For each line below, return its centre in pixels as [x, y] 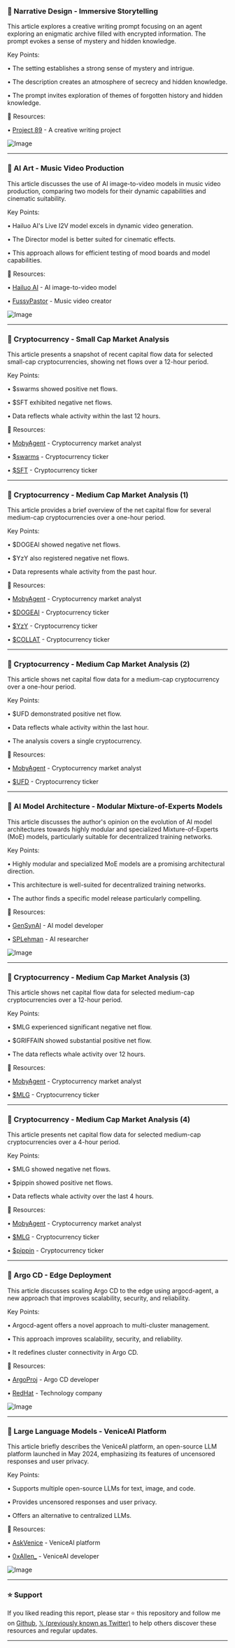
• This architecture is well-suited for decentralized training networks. [107, 885]
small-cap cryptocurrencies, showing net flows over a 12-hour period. [108, 361]
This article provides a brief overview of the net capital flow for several [109, 510]
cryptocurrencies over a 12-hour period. [65, 1000]
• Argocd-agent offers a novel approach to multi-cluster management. [108, 1325]
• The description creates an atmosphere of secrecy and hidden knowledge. [117, 82]
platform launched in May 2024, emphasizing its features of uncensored [111, 1453]
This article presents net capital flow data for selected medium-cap [104, 1135]
